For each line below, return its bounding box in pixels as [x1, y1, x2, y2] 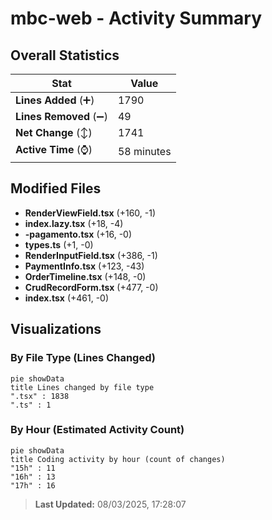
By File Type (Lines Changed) [10, 351, 156, 365]
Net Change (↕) [15, 126, 93, 139]
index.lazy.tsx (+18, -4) [24, 217, 124, 229]
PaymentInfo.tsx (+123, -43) [24, 260, 145, 272]
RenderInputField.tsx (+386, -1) [24, 249, 158, 261]
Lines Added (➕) [15, 93, 95, 107]
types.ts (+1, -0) [24, 238, 94, 251]
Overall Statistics [10, 47, 120, 64]
